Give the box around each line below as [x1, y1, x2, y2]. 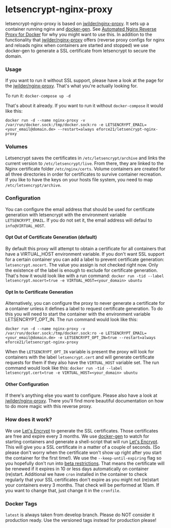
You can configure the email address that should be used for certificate [5, 206, 155, 212]
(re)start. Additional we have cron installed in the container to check [5, 471, 148, 477]
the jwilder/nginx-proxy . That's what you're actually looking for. [5, 83, 138, 89]
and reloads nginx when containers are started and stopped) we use [5, 42, 149, 48]
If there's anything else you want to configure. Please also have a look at [5, 392, 158, 399]
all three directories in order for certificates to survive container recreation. [5, 171, 162, 177]
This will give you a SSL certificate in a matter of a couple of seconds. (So [5, 444, 160, 450]
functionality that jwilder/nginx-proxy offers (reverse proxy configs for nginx [5, 37, 165, 43]
